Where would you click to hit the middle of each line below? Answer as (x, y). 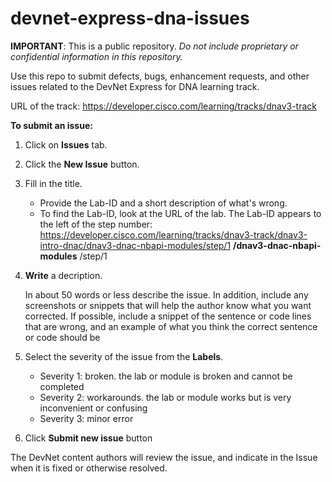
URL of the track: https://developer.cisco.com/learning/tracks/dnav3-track (164, 106)
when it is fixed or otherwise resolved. (89, 468)
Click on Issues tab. (66, 144)
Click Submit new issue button (88, 438)
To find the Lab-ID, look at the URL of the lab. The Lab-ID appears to (180, 213)
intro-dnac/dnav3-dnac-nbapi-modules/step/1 (135, 245)
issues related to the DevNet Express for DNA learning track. (135, 86)
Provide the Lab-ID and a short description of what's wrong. (163, 203)
